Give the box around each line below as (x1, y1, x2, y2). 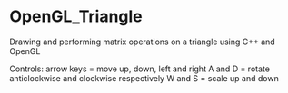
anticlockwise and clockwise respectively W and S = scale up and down (9, 72, 279, 83)
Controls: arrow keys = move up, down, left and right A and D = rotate (9, 63, 271, 74)
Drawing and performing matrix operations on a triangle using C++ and (9, 36, 275, 47)
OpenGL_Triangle (9, 6, 143, 27)
